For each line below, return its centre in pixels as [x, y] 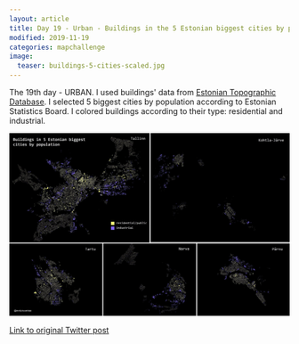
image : [21, 57]
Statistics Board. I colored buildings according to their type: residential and [146, 111]
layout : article [39, 19]
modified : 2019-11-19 [49, 37]
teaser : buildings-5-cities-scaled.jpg [91, 66]
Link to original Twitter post [59, 331]
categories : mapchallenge [57, 47]
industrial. [28, 121]
